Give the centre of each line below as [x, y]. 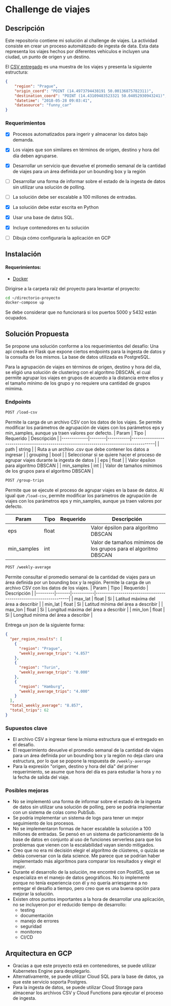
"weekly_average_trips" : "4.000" [54, 691]
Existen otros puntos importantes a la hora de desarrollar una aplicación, [89, 899]
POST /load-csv [21, 412]
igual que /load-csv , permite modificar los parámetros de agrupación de [81, 496]
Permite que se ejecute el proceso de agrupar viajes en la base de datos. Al [84, 490]
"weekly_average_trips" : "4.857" [54, 653]
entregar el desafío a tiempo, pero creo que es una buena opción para [86, 888]
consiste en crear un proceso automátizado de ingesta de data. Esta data [82, 46]
